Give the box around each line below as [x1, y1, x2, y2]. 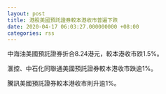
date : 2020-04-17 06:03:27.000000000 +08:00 [7, 23, 139, 30]
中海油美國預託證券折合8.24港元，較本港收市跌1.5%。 [7, 49, 163, 58]
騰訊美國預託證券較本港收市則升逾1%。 [7, 79, 120, 88]
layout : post [7, 10, 46, 17]
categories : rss [7, 29, 55, 37]
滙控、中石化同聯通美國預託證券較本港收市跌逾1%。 [7, 64, 158, 73]
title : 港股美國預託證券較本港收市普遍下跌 [7, 17, 118, 24]
